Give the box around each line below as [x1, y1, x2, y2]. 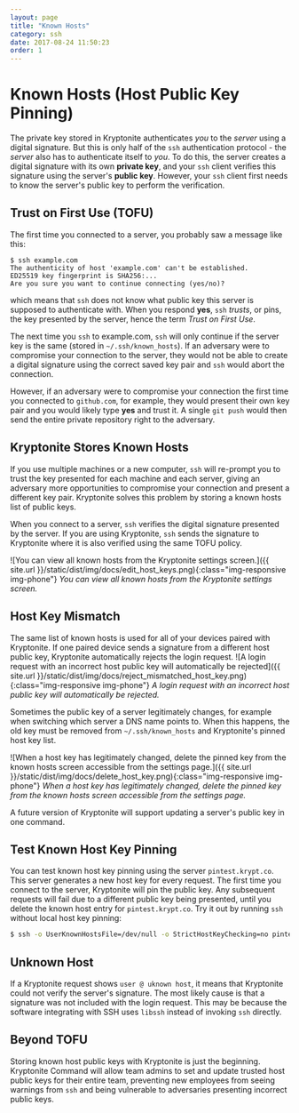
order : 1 [10, 46, 43, 55]
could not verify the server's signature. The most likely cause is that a [10, 988, 265, 998]
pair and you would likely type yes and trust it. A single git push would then [10, 404, 287, 415]
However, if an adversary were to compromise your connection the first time [10, 386, 289, 396]
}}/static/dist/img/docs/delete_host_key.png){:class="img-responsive [10, 771, 264, 781]
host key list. [10, 734, 57, 745]
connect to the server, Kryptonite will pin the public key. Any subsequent [10, 885, 276, 895]
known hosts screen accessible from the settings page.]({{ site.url [10, 761, 252, 772]
